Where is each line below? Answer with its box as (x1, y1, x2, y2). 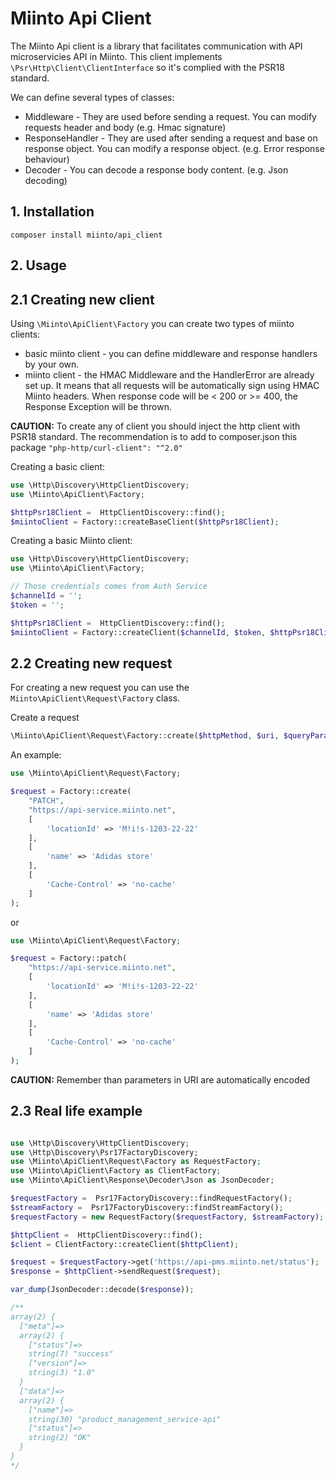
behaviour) (24, 153, 70, 165)
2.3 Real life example (10, 1103, 143, 1120)
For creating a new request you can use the (10, 682, 190, 694)
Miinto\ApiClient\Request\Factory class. (10, 692, 181, 704)
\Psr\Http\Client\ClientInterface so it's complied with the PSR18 (10, 61, 285, 73)
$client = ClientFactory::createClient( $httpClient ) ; (10, 1239, 240, 1249)
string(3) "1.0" (28, 1368, 97, 1378)
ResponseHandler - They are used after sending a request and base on (24, 132, 318, 144)
